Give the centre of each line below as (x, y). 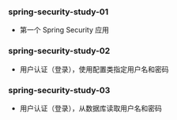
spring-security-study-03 (59, 90)
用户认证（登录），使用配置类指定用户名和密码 (94, 69)
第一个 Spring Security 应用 (64, 30)
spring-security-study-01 (58, 12)
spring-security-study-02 (59, 51)
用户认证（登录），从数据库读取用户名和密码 (90, 108)
